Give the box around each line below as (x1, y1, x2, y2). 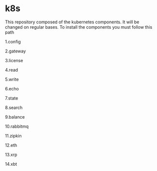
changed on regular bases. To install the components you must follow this (5, 24, 153, 30)
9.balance (5, 114, 25, 120)
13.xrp (5, 152, 17, 157)
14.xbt (5, 161, 17, 167)
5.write (5, 76, 19, 82)
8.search (5, 104, 23, 110)
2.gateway (5, 48, 26, 54)
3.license (5, 57, 23, 63)
